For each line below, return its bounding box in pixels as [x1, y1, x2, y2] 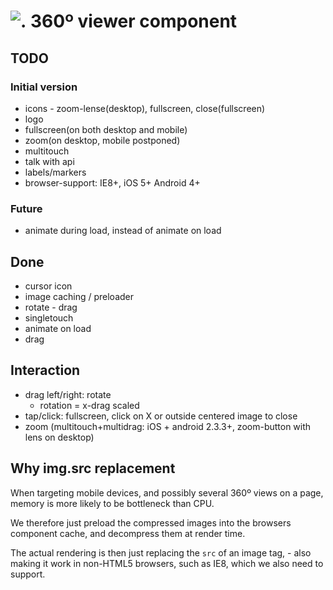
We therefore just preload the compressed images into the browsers [10, 516, 292, 529]
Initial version [10, 80, 78, 94]
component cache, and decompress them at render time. [10, 527, 246, 539]
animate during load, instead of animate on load [24, 225, 222, 237]
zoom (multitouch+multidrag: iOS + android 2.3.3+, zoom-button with [24, 420, 312, 432]
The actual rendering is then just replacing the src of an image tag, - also [10, 546, 312, 559]
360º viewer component [29, 10, 238, 33]
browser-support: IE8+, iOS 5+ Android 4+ [24, 176, 201, 189]
